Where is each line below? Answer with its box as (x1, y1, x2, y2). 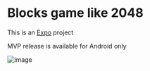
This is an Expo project (7, 28, 74, 37)
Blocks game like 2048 (7, 5, 144, 21)
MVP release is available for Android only (7, 41, 127, 50)
